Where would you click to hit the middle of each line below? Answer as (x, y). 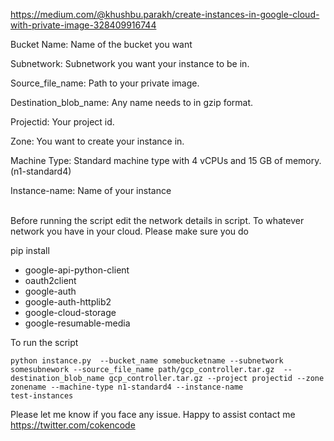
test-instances (42, 396)
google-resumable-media (77, 323)
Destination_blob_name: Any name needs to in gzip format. (132, 102)
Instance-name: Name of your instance (91, 190)
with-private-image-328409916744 (83, 25)
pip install (30, 250)
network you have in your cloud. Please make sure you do (129, 231)
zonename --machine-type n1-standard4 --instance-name (127, 387)
